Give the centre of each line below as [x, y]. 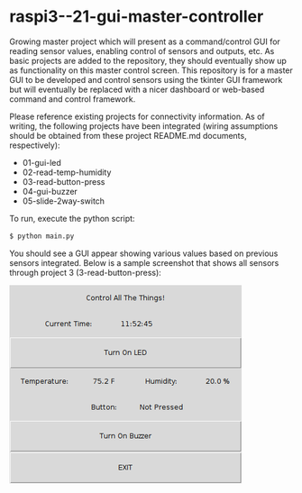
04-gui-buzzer [50, 191]
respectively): [35, 145]
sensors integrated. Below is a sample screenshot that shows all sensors [144, 262]
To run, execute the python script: [72, 218]
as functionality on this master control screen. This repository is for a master [151, 70]
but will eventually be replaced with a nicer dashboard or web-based [137, 89]
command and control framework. [73, 99]
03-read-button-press [64, 181]
